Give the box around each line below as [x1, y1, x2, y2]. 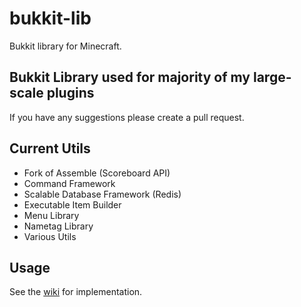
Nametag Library [23, 220, 94, 232]
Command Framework [23, 177, 116, 189]
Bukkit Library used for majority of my [9, 69, 251, 86]
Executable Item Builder [23, 198, 122, 211]
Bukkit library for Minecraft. [9, 40, 122, 52]
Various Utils [23, 230, 77, 242]
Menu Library [23, 209, 80, 221]
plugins [46, 85, 95, 102]
